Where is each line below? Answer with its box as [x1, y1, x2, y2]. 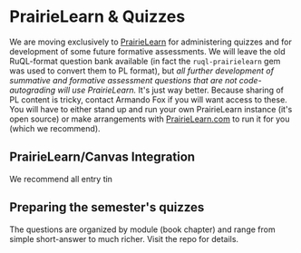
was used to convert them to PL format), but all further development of [9, 65, 275, 76]
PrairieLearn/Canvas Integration [9, 150, 196, 165]
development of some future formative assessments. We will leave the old [9, 45, 286, 56]
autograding [9, 84, 56, 95]
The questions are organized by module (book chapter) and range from [9, 224, 276, 235]
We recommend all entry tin [9, 173, 113, 184]
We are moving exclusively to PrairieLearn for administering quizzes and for [9, 36, 293, 47]
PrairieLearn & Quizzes [9, 6, 186, 27]
